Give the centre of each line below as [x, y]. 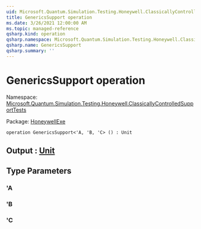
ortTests [16, 110]
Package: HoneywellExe [36, 121]
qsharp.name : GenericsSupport [44, 46]
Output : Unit [31, 151]
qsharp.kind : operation [36, 34]
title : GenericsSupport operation [49, 17]
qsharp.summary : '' [31, 51]
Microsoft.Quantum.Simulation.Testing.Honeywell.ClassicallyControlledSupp [100, 103]
